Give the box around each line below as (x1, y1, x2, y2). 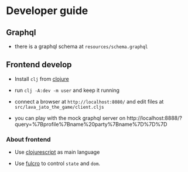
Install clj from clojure (14, 75, 69, 82)
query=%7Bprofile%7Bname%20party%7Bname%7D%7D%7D (14, 121, 168, 128)
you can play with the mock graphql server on (14, 114, 126, 121)
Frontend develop (6, 60, 72, 70)
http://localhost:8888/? (127, 114, 183, 121)
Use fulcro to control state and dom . (14, 160, 101, 167)
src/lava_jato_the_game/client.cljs (14, 104, 104, 110)
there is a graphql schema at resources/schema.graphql (14, 43, 148, 50)
